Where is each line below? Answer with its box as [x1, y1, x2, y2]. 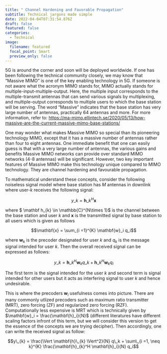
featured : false [5, 26, 39, 31]
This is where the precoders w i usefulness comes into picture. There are [5, 290, 155, 298]
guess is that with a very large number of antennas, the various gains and [5, 145, 156, 152]
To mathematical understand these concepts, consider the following [5, 176, 145, 182]
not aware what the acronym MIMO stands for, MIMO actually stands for [5, 83, 154, 89]
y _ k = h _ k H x [71, 197, 97, 204]
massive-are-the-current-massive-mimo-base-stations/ [5, 120, 121, 126]
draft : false [5, 21, 32, 26]
